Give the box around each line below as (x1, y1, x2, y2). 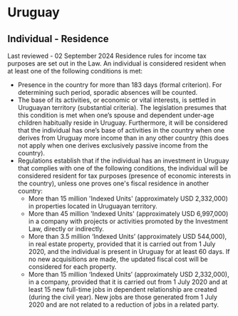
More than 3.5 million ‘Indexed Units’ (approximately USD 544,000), (28, 233, 227, 240)
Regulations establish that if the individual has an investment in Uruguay (17, 156, 229, 165)
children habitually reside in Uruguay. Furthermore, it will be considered (17, 118, 228, 127)
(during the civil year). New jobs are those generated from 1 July (28, 293, 217, 301)
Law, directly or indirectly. (28, 225, 105, 233)
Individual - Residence (7, 33, 109, 45)
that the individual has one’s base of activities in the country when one (17, 126, 225, 134)
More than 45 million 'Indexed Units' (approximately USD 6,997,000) (28, 210, 229, 218)
